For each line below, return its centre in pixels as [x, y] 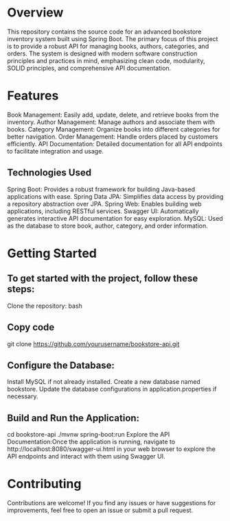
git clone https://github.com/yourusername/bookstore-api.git [93, 343]
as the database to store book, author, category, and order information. [107, 226]
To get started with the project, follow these [103, 279]
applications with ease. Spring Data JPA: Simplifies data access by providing [115, 196]
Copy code [31, 327]
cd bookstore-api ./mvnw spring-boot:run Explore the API [89, 435]
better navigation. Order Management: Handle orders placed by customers [113, 136]
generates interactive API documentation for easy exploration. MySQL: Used [115, 218]
